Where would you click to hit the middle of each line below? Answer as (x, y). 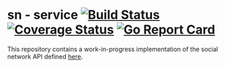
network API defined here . (45, 57)
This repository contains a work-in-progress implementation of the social (113, 49)
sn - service (43, 15)
